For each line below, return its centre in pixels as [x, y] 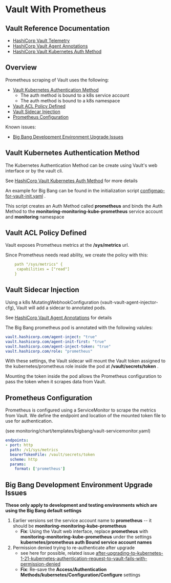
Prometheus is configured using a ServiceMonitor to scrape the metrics [81, 410]
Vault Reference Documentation [58, 28]
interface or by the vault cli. [34, 170]
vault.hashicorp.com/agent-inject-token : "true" [58, 347]
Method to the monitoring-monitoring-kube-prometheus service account [84, 211]
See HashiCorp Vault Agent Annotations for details [59, 317]
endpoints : [17, 440]
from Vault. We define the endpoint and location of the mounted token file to [86, 416]
